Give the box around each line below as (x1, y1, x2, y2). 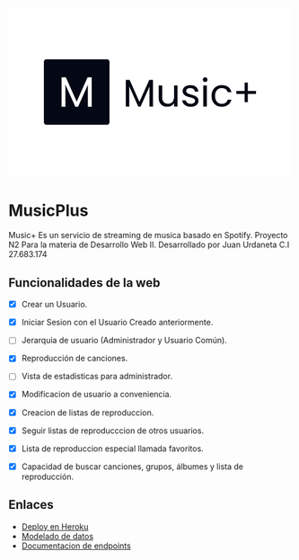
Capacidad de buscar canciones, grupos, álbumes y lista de (21, 461, 244, 472)
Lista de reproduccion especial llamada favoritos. (21, 443, 204, 454)
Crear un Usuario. (21, 299, 88, 310)
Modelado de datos (21, 530, 94, 541)
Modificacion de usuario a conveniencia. (21, 389, 172, 400)
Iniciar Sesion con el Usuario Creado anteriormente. (21, 317, 214, 328)
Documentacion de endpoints (21, 540, 131, 551)
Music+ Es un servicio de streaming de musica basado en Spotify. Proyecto (8, 230, 288, 241)
